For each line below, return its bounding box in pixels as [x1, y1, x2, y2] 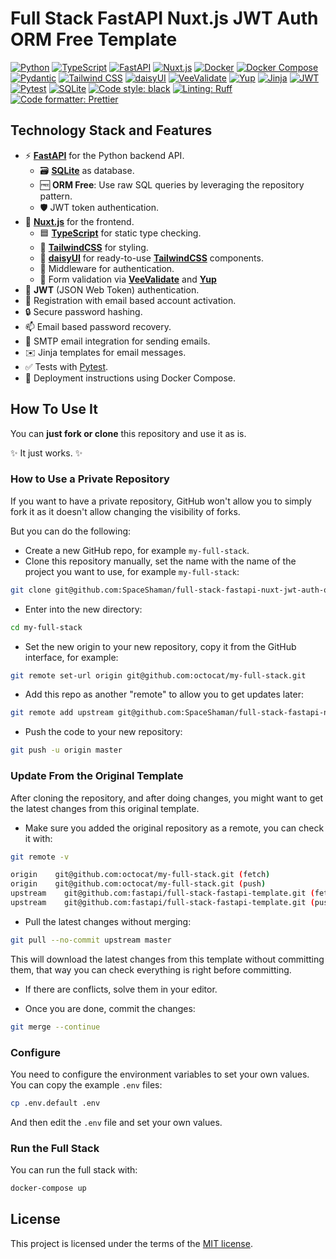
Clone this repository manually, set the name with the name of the [24, 555, 297, 567]
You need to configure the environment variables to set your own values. [10, 1068, 310, 1080]
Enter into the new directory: [24, 603, 143, 615]
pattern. [39, 190, 73, 202]
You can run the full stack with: [10, 1164, 138, 1176]
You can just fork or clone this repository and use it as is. [10, 427, 247, 439]
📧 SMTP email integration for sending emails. [24, 335, 211, 347]
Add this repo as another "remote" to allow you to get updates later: [24, 688, 304, 701]
